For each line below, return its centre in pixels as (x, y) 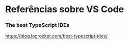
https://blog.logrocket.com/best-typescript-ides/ (57, 36)
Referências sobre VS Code (65, 9)
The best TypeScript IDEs (37, 25)
